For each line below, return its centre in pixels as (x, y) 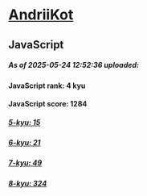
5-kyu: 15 (24, 122)
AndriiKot (41, 15)
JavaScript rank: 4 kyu (47, 85)
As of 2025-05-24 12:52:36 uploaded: (73, 65)
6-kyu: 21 (24, 143)
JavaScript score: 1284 (48, 104)
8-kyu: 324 (28, 183)
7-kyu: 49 (25, 163)
